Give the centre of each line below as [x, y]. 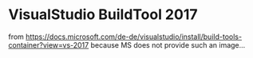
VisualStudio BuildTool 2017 [103, 15]
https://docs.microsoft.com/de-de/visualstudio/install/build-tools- [133, 37]
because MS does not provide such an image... [168, 44]
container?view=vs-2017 [49, 44]
